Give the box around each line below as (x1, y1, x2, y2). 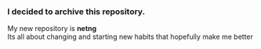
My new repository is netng (7, 24, 97, 33)
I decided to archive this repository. (7, 6, 146, 17)
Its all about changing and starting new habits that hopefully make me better (7, 32, 254, 41)
